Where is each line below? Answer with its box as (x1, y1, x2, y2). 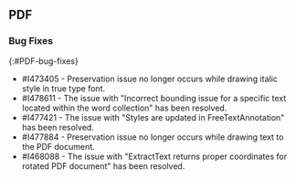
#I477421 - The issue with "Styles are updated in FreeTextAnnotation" (21, 111, 285, 122)
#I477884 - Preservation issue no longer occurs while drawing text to (21, 132, 284, 142)
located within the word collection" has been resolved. (21, 102, 227, 113)
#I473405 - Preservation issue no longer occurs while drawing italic (21, 73, 278, 84)
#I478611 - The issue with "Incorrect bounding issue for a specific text (21, 92, 287, 103)
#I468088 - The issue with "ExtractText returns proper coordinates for (21, 151, 288, 162)
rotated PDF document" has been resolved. (21, 160, 185, 172)
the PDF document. (21, 141, 95, 152)
